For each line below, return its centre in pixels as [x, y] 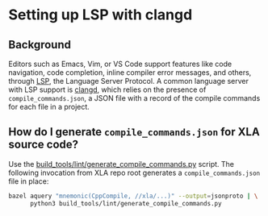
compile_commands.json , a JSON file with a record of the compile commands [134, 98]
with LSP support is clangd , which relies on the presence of [107, 89]
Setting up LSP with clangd [100, 15]
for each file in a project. [49, 107]
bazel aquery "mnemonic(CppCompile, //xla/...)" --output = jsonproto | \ [133, 196]
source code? [44, 145]
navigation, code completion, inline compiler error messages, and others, [130, 73]
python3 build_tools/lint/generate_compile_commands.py [126, 203]
